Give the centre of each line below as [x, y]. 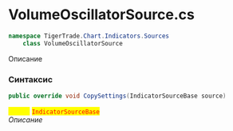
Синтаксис [31, 79]
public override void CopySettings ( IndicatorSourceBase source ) [117, 96]
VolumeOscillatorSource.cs [102, 15]
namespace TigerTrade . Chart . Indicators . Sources [89, 36]
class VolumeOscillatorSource [73, 43]
